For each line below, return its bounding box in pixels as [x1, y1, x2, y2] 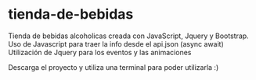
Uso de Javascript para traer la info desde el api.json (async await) [8, 39, 225, 48]
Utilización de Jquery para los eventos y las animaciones [8, 47, 192, 57]
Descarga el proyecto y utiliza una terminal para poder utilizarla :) [8, 62, 219, 71]
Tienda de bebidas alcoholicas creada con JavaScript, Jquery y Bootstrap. [8, 31, 249, 40]
